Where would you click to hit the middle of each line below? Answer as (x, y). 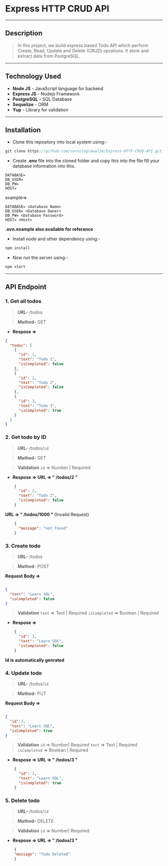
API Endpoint (26, 287)
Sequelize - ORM (30, 104)
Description (24, 33)
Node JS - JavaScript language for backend (58, 88)
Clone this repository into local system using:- (60, 142)
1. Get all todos (23, 301)
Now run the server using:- (40, 257)
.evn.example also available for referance (49, 229)
